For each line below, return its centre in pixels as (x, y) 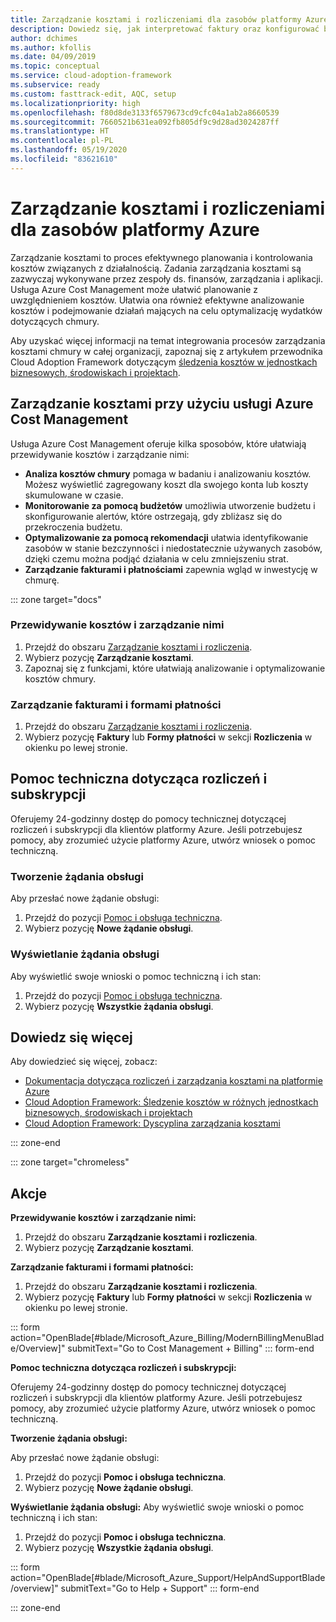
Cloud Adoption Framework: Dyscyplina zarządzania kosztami (152, 1123)
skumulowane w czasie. (74, 495)
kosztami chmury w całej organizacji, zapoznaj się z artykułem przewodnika (166, 351)
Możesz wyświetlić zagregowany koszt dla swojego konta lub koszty (166, 484)
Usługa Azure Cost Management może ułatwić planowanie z (134, 289)
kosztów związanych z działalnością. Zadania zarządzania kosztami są (156, 268)
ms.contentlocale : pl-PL (62, 141)
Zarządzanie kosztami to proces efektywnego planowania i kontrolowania (161, 257)
